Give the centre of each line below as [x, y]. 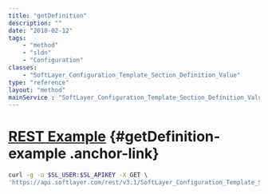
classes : [23, 68]
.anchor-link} [114, 154]
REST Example [57, 137]
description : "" [35, 23]
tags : [17, 38]
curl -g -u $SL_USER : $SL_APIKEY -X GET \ [78, 175]
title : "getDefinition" [48, 16]
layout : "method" [37, 90]
